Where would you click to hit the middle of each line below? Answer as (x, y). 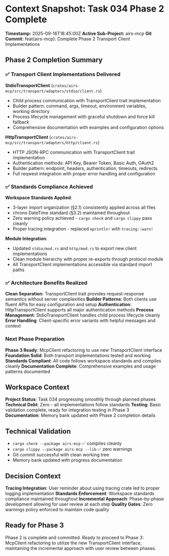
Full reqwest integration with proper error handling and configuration (84, 173)
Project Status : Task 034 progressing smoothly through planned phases (80, 399)
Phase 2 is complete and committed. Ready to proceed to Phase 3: (74, 537)
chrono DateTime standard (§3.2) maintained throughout (71, 213)
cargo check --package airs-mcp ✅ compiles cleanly (67, 444)
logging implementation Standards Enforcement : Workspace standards (80, 493)
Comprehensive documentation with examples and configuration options (88, 127)
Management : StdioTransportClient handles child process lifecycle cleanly (83, 315)
